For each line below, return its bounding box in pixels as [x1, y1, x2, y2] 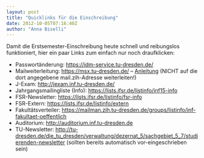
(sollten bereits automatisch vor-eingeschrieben [66, 138, 187, 146]
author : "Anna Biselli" [6, 26, 67, 32]
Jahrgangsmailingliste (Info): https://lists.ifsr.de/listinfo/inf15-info [15, 87, 178, 95]
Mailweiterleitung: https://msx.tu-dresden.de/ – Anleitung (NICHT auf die [15, 68, 198, 75]
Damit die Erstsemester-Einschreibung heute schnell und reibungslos [6, 43, 180, 50]
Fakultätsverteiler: [15, 106, 61, 113]
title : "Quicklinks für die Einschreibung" [6, 15, 119, 21]
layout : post [6, 9, 40, 15]
